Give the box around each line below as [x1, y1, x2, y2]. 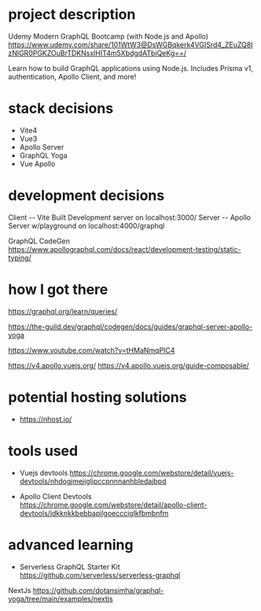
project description [8, 6, 136, 24]
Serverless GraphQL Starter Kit [19, 561, 120, 572]
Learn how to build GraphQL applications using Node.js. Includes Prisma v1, [8, 63, 254, 72]
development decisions [8, 187, 165, 205]
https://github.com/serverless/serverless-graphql [19, 570, 181, 580]
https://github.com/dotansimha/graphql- [32, 585, 164, 595]
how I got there [8, 281, 108, 298]
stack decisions [8, 100, 114, 117]
